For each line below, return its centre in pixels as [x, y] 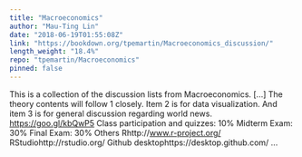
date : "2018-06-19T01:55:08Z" [67, 34]
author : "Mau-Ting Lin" [54, 26]
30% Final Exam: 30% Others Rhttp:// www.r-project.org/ [115, 132]
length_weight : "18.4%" [54, 52]
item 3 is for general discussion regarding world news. [111, 113]
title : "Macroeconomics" [56, 18]
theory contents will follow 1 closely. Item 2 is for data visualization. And [144, 103]
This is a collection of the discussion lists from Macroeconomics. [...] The [146, 94]
